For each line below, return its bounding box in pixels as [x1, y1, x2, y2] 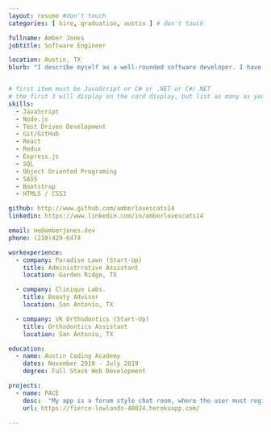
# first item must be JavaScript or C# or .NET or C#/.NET [8, 85, 211, 93]
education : [8, 344, 45, 353]
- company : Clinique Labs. [15, 285, 106, 294]
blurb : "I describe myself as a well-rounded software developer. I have [8, 64, 262, 72]
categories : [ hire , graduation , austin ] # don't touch [8, 19, 204, 27]
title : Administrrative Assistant [23, 264, 139, 272]
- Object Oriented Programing [15, 167, 117, 176]
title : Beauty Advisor [23, 293, 99, 301]
